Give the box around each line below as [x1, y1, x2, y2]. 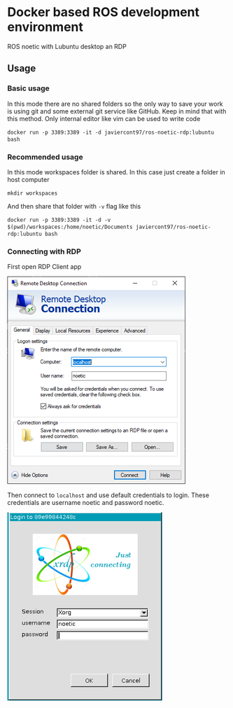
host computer [7, 175, 50, 183]
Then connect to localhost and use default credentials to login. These [7, 491, 210, 499]
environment [7, 19, 84, 35]
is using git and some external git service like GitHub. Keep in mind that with [7, 106, 227, 116]
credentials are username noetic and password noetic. [7, 499, 164, 507]
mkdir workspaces [7, 190, 58, 197]
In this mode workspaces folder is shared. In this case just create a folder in [7, 167, 225, 176]
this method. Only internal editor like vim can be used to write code [7, 114, 201, 123]
